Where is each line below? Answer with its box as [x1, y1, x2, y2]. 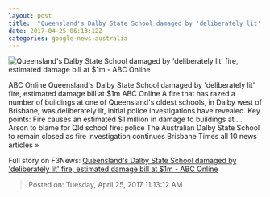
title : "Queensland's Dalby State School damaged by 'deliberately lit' [8, 19, 262, 27]
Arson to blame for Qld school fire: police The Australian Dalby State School [8, 123, 260, 133]
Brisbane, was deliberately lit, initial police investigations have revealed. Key [8, 106, 260, 116]
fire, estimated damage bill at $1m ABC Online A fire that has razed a [8, 89, 236, 99]
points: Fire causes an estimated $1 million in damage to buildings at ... [8, 114, 243, 125]
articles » [8, 140, 39, 150]
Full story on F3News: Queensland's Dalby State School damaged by [8, 156, 237, 166]
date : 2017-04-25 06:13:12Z [8, 27, 103, 35]
